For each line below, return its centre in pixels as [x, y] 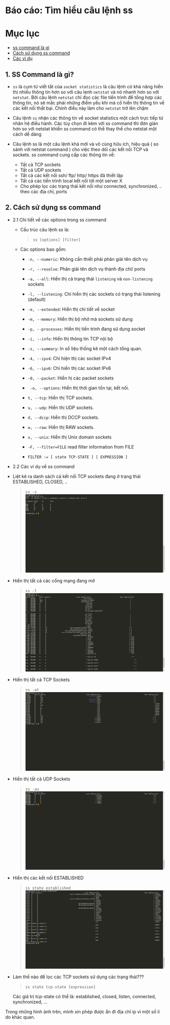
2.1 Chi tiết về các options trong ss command [59, 220]
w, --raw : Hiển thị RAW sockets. [61, 427]
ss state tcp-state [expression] [60, 987]
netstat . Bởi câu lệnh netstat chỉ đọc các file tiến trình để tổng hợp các [87, 97]
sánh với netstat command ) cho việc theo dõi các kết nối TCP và [80, 149]
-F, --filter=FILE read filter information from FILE [81, 447]
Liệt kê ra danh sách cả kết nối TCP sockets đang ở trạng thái [76, 476]
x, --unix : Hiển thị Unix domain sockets [70, 437]
